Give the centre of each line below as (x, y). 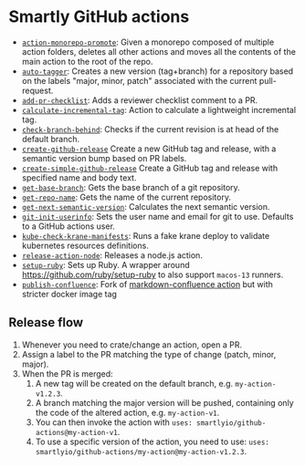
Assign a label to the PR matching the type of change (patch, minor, (149, 354)
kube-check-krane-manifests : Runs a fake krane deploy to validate (146, 235)
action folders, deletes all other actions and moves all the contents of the (158, 51)
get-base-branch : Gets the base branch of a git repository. (131, 187)
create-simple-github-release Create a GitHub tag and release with (150, 168)
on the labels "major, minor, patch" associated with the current (139, 80)
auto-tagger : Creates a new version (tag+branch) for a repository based (158, 71)
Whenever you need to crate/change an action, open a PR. (132, 345)
